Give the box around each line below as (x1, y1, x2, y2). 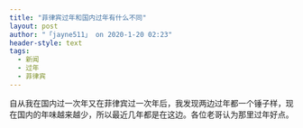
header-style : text (9, 38, 83, 48)
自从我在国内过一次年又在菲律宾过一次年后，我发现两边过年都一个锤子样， (9, 97, 286, 108)
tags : (9, 47, 30, 56)
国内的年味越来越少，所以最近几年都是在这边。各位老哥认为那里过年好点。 (16, 109, 294, 120)
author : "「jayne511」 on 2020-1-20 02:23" (9, 30, 173, 39)
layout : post (9, 22, 59, 31)
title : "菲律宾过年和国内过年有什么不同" (9, 13, 147, 23)
